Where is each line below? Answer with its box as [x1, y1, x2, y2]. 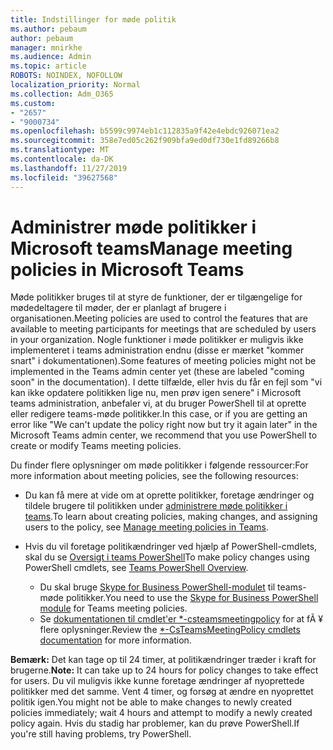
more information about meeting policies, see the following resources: [10, 470, 299, 482]
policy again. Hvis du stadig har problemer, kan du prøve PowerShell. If [10, 717, 300, 730]
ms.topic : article [10, 61, 87, 71]
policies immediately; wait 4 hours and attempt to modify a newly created [10, 707, 313, 719]
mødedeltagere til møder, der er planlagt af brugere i [10, 302, 227, 314]
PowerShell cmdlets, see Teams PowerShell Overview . [24, 562, 249, 574]
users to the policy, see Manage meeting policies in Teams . [24, 521, 270, 533]
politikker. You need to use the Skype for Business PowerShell [65, 592, 319, 604]
